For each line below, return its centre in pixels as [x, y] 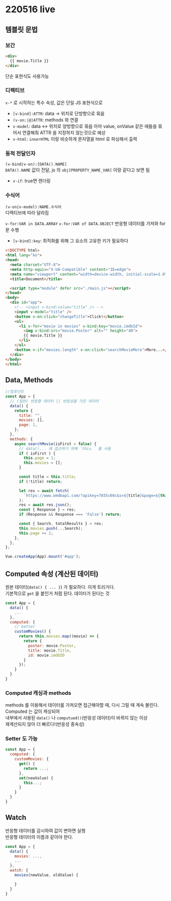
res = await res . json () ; [45, 505]
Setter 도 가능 [22, 739]
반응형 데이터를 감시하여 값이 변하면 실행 [45, 831]
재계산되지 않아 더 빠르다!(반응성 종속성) [45, 724]
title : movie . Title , [50, 650]
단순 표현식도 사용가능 [27, 76]
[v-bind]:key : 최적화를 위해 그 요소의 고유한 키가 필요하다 [70, 241]
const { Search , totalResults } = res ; [61, 524]
